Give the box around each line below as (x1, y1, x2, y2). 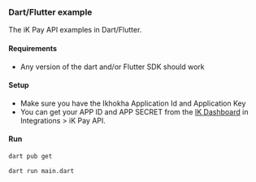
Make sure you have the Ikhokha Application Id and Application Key (20, 98, 246, 108)
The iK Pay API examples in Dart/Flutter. (8, 25, 142, 35)
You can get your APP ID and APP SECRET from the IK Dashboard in (20, 106, 249, 116)
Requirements (8, 43, 58, 53)
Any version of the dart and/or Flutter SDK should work (20, 62, 205, 71)
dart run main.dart (8, 167, 75, 175)
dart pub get (8, 152, 53, 160)
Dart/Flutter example (8, 6, 93, 18)
